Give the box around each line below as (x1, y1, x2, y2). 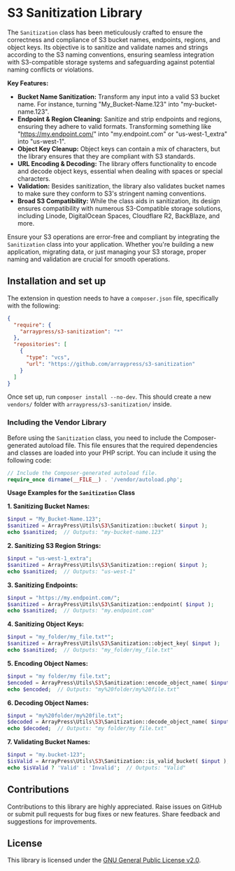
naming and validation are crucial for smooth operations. (7, 254, 170, 263)
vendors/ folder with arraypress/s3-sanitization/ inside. (7, 400, 172, 409)
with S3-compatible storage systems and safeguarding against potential (7, 57, 215, 66)
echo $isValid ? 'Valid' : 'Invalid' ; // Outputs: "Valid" (7, 764, 187, 771)
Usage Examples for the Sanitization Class (7, 488, 135, 497)
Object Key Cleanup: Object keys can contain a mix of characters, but (17, 144, 220, 153)
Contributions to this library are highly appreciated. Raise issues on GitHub (7, 802, 222, 811)
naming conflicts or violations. (7, 65, 94, 74)
